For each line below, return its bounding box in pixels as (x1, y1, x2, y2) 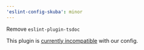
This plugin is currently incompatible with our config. (6, 37, 139, 44)
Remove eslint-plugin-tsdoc (6, 25, 80, 33)
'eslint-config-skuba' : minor (6, 8, 83, 15)
